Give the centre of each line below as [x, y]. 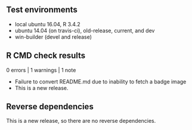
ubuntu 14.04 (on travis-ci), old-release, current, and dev [85, 30]
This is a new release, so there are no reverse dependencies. [81, 121]
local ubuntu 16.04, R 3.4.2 [47, 24]
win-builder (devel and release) [53, 37]
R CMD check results [46, 56]
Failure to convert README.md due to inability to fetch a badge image [100, 81]
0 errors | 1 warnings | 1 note [41, 70]
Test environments [42, 10]
